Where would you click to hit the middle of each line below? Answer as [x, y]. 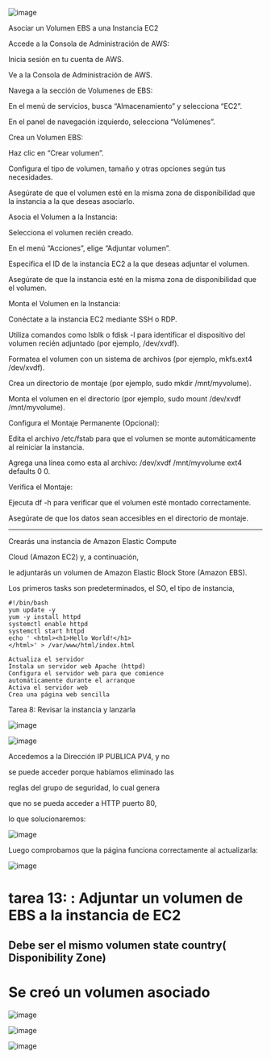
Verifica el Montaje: [41, 487]
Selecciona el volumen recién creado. [71, 233]
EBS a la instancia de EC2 [95, 916]
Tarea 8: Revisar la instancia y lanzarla [72, 710]
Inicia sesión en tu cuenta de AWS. [66, 59]
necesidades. [31, 177]
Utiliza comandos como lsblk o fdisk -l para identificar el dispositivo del [127, 335]
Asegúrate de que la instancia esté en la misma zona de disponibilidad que [132, 279]
